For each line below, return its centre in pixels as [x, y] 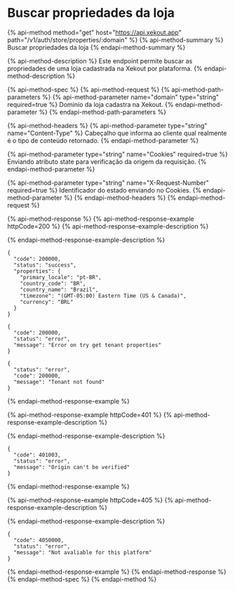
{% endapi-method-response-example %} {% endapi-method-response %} [117, 572]
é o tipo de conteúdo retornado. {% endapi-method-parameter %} [103, 140]
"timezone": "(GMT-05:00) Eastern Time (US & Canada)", [103, 296]
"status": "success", [45, 265]
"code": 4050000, [39, 540]
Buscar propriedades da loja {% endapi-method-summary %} [96, 47]
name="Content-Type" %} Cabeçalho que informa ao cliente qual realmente [117, 133]
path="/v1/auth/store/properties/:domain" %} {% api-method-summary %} [115, 39]
